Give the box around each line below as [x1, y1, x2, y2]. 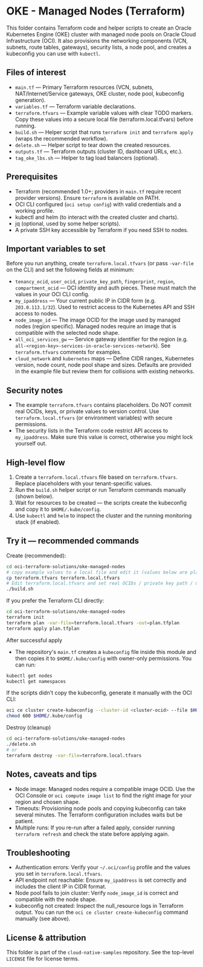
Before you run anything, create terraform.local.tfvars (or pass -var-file [6, 260, 195, 267]
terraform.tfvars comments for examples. [14, 349, 122, 356]
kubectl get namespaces [6, 678, 66, 684]
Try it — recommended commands [6, 536, 140, 546]
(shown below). [14, 493, 54, 500]
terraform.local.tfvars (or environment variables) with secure [14, 414, 173, 421]
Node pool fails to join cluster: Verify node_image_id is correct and [14, 890, 179, 897]
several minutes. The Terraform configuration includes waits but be [14, 811, 183, 818]
